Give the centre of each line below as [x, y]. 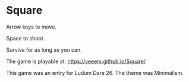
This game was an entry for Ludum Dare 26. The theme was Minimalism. [95, 72]
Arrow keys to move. [31, 27]
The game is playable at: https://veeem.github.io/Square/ [76, 61]
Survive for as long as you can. [44, 50]
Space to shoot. [26, 38]
